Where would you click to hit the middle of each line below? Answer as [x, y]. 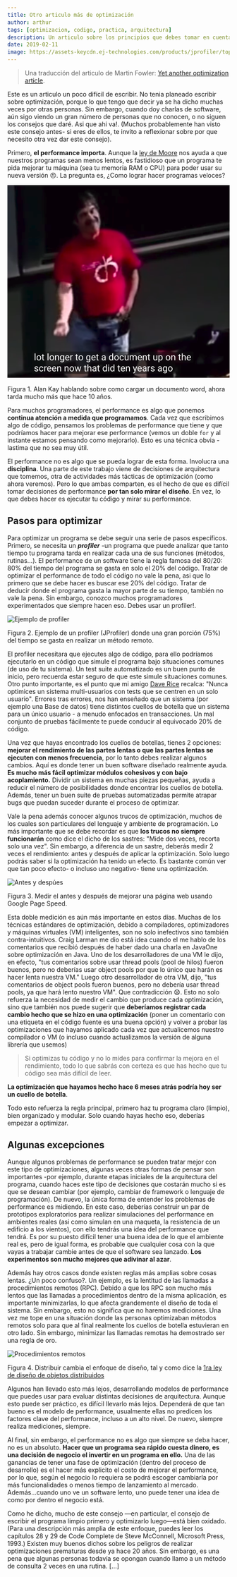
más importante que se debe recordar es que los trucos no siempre [107, 831]
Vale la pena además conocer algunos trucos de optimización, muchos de [115, 816]
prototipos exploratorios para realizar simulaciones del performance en [110, 1214]
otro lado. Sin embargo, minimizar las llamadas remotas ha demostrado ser [116, 1333]
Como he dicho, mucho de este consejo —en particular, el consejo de [109, 1514]
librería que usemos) [37, 1045]
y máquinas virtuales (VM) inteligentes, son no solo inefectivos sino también [118, 932]
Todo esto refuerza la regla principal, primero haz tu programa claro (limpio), [119, 1108]
